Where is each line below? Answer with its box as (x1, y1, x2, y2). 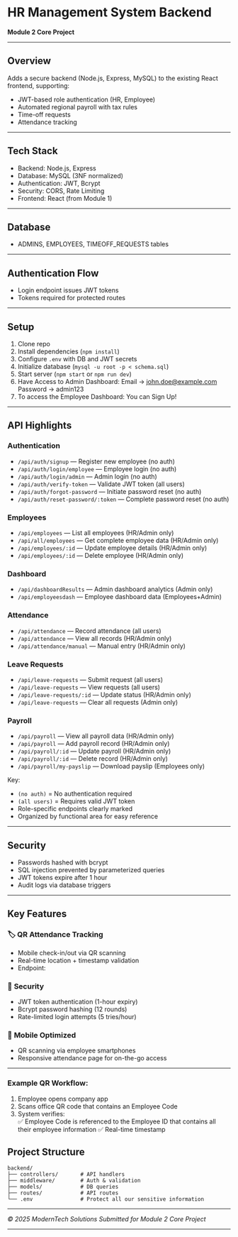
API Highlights (7, 419, 72, 431)
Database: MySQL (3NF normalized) (17, 171, 124, 180)
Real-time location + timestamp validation (17, 956, 140, 964)
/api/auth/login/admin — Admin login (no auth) (17, 472, 157, 480)
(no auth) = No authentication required (17, 789, 132, 798)
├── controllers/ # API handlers (7, 1171, 125, 1178)
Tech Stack (7, 145, 58, 157)
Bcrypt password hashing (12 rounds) (17, 1005, 127, 1013)
